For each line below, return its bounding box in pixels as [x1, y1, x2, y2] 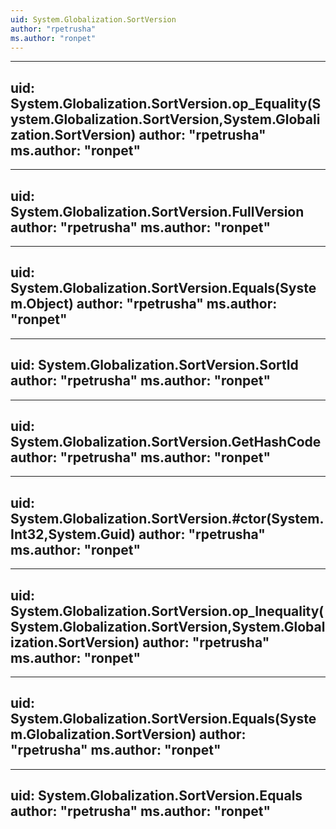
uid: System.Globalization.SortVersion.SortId [10, 357, 299, 374]
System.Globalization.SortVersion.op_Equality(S [10, 95, 322, 112]
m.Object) [10, 296, 74, 313]
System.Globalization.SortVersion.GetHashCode [10, 434, 322, 451]
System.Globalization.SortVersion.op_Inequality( [10, 602, 325, 620]
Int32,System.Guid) [10, 526, 136, 543]
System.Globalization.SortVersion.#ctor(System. [10, 510, 325, 527]
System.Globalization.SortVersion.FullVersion [10, 203, 305, 220]
